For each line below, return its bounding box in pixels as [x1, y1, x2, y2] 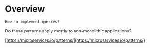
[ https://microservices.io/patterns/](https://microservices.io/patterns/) [5, 37, 145, 43]
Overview [5, 3, 45, 15]
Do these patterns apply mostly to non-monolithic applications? [5, 28, 132, 33]
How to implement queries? [5, 19, 60, 24]
